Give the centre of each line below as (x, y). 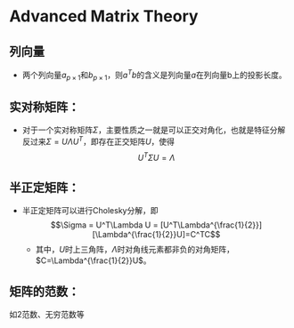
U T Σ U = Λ (156, 156)
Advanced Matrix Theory (104, 16)
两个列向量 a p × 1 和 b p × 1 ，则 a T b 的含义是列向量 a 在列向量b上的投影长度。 (154, 75)
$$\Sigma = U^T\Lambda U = (104, 225)
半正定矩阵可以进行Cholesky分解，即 (90, 211)
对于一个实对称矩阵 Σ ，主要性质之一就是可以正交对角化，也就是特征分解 (154, 130)
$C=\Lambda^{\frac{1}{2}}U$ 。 (93, 260)
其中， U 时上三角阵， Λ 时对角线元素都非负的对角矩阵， (135, 250)
